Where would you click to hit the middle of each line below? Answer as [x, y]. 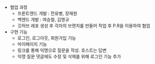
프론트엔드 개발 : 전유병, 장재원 [47, 13]
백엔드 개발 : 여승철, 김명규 [43, 19]
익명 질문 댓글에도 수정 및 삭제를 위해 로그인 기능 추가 [69, 56]
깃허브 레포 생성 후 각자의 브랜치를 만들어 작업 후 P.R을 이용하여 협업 [84, 26]
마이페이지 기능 [32, 44]
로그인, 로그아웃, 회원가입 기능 [47, 38]
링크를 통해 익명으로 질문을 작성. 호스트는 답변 [62, 50]
